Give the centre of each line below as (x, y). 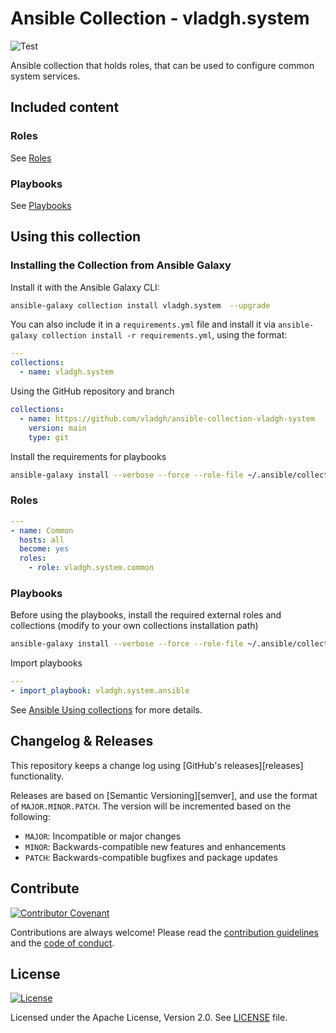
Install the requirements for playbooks (88, 456)
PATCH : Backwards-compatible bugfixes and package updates (151, 857)
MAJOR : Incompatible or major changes (103, 836)
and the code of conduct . (62, 943)
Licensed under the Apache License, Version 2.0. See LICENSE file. (149, 1018)
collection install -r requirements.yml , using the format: (164, 335)
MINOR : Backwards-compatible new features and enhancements (155, 846)
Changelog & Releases (82, 741)
